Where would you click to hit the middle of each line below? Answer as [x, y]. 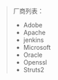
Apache [35, 32]
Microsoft [37, 47]
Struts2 [34, 70]
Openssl [35, 62]
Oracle [33, 55]
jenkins [33, 40]
